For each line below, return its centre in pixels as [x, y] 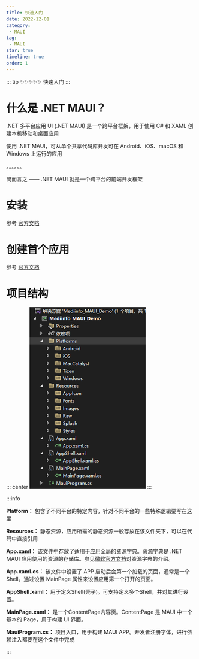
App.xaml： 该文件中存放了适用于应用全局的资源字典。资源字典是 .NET [94, 551]
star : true [20, 51]
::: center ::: [79, 487]
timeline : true [25, 57]
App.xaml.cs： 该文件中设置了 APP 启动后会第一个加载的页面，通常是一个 [98, 572]
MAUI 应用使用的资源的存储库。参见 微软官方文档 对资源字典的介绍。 [90, 559]
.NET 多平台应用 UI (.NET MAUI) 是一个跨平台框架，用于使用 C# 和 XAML [97, 126]
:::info [13, 499]
